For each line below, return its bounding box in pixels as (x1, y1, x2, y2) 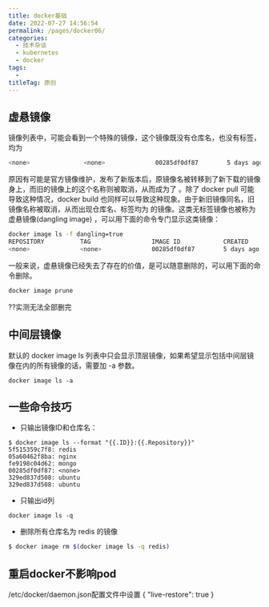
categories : (8, 34, 48, 42)
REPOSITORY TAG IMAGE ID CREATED (8, 238, 249, 246)
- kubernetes (15, 49, 59, 57)
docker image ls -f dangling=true (8, 230, 124, 238)
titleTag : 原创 (8, 78, 57, 86)
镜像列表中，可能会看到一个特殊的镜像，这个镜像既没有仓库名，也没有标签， (8, 133, 261, 142)
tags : (8, 64, 26, 72)
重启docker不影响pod (8, 567, 117, 581)
